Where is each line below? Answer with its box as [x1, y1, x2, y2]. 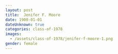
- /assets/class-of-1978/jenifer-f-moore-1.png [10, 37, 113, 42]
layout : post [5, 7, 33, 13]
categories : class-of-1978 [5, 27, 63, 32]
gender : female [5, 41, 38, 46]
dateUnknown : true [5, 22, 44, 27]
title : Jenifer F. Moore [5, 12, 60, 17]
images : [5, 31, 22, 37]
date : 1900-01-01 [5, 17, 42, 22]
